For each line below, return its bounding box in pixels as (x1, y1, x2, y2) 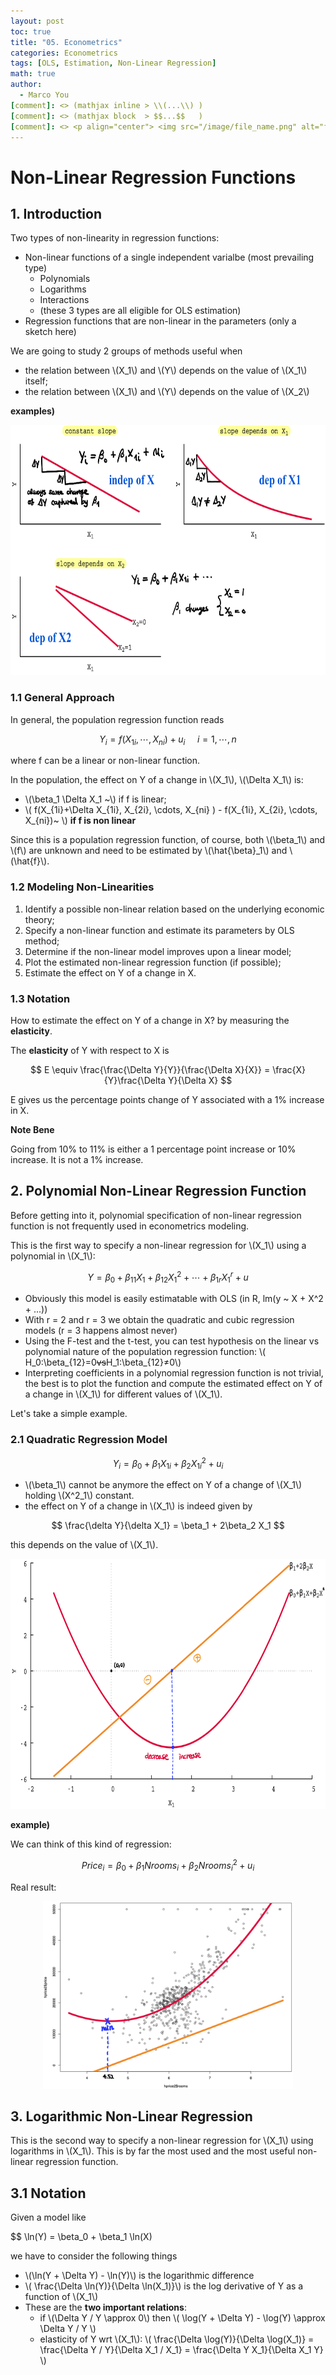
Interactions (39, 294, 90, 306)
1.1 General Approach (10, 691, 115, 705)
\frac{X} (272, 1064, 306, 1076)
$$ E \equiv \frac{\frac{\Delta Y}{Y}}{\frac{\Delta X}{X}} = (30, 1064, 271, 1076)
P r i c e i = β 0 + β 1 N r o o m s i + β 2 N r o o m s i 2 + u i (81, 1858, 255, 1874)
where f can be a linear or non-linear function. (10, 755, 201, 767)
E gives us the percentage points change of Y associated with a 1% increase (10, 1094, 325, 1106)
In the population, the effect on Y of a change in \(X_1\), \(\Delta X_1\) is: (10, 774, 304, 786)
